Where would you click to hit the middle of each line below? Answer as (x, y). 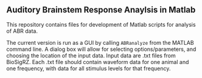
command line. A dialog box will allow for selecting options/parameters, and (101, 49)
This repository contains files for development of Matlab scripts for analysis (101, 24)
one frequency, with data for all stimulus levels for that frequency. (89, 68)
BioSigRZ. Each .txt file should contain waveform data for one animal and (98, 62)
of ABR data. (22, 31)
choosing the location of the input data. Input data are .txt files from (91, 55)
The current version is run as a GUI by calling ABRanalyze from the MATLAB (100, 42)
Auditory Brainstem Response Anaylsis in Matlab (101, 10)
